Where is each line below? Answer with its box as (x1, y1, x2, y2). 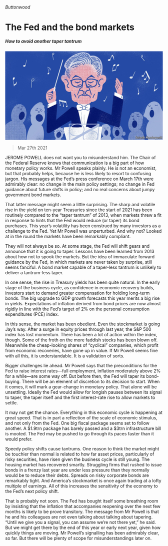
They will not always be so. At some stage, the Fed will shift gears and (5, 243, 150, 249)
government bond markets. (5, 192, 61, 198)
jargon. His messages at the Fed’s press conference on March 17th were (5, 176, 154, 182)
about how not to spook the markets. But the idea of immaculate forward (5, 254, 155, 260)
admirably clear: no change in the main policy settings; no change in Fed (5, 181, 155, 187)
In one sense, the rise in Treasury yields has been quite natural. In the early (5, 279, 160, 285)
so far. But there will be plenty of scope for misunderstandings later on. (5, 535, 152, 541)
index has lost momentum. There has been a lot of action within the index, (5, 332, 157, 338)
